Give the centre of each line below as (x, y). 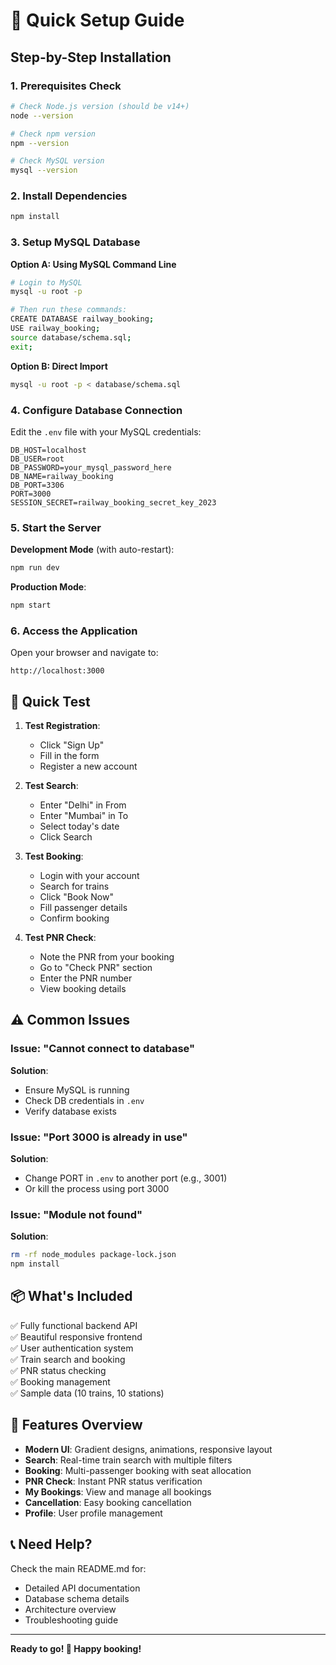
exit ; (21, 347)
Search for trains (74, 886)
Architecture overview (70, 1609)
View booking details (83, 989)
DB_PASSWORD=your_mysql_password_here (91, 467)
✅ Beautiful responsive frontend (76, 1336)
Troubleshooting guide (71, 1620)
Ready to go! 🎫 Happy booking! (76, 1648)
